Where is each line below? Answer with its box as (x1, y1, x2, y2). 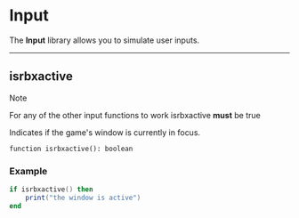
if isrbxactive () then (9, 185, 93, 194)
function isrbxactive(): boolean (9, 144, 133, 153)
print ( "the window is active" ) (25, 193, 141, 202)
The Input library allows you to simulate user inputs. (9, 35, 200, 45)
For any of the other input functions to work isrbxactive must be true (9, 109, 261, 120)
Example (9, 165, 48, 177)
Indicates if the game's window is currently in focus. (9, 126, 201, 138)
